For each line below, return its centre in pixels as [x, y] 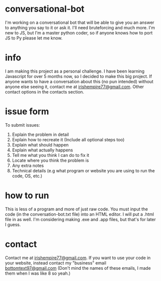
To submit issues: [23, 125]
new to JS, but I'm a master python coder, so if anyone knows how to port [79, 33]
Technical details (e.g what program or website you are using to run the [83, 170]
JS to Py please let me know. [34, 38]
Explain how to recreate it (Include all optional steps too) [68, 139]
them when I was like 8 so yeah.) [38, 273]
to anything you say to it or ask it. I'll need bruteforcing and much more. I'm [80, 27]
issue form [27, 112]
